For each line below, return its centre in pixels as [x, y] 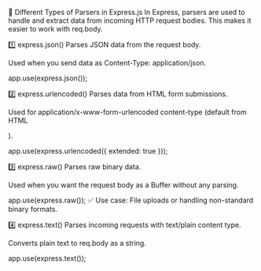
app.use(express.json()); [48, 78]
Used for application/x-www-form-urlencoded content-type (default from [127, 112]
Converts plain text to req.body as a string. [77, 243]
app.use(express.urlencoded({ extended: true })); [88, 151]
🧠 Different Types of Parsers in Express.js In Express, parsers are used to [127, 12]
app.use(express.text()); [47, 258]
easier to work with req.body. [56, 29]
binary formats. [33, 209]
